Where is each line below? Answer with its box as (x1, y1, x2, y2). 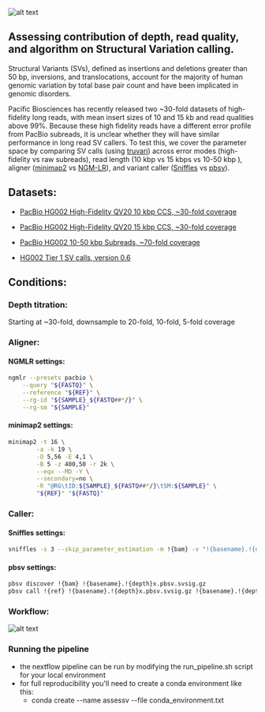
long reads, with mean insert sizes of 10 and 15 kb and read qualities (32, 112, 254, 122)
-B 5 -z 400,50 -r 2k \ (36, 460, 114, 468)
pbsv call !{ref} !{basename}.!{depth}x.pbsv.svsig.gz (8, 587, 192, 596)
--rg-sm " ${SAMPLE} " (22, 403, 90, 411)
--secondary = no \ (36, 475, 93, 483)
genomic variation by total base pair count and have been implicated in (8, 80, 239, 90)
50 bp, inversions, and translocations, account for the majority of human (8, 72, 243, 81)
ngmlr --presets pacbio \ (8, 374, 93, 382)
